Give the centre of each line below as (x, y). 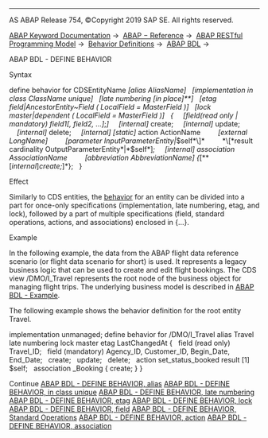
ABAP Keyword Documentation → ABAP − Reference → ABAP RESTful (126, 35)
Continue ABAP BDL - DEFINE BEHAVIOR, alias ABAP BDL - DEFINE (119, 384)
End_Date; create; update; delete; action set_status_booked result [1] (129, 360)
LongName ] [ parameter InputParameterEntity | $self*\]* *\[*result (131, 141)
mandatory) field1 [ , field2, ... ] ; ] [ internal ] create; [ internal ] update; (125, 124)
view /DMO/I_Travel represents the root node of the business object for (125, 278)
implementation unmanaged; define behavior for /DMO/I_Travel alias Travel (132, 334)
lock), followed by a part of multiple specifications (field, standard (117, 214)
